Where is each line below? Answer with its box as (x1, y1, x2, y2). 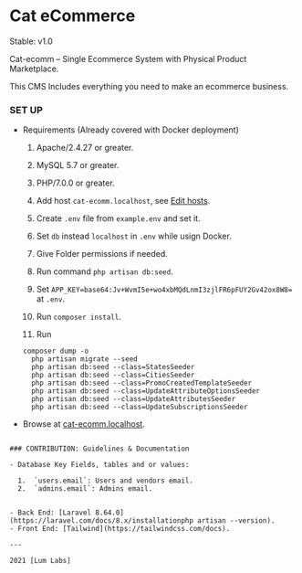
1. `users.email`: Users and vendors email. (17, 476, 194, 485)
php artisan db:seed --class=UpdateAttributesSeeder (31, 395, 236, 404)
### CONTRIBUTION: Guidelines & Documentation (9, 444, 190, 453)
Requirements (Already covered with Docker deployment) (22, 124, 240, 135)
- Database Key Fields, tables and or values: (9, 461, 190, 470)
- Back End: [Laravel (9, 508, 92, 517)
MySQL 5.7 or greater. (36, 160, 120, 171)
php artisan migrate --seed (31, 355, 139, 364)
